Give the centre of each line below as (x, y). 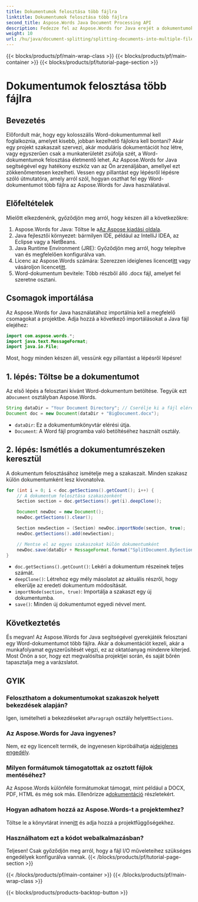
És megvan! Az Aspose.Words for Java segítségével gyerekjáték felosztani (97, 637)
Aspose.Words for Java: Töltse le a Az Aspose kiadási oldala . (88, 229)
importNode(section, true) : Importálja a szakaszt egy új (83, 591)
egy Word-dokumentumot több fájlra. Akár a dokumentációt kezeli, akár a (95, 644)
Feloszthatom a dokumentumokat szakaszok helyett (82, 697)
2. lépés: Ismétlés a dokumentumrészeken (86, 450)
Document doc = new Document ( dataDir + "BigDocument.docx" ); (83, 413)
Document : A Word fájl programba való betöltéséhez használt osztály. (98, 431)
